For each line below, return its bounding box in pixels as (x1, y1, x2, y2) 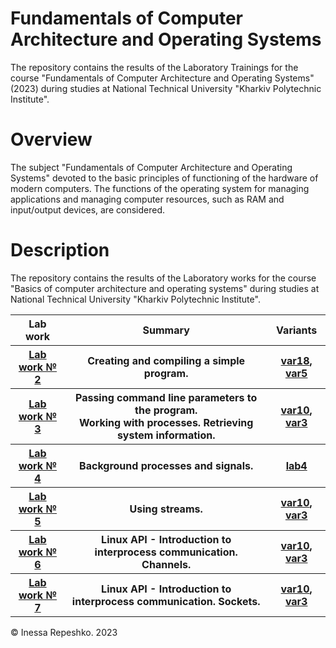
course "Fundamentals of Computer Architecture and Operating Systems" (10, 72, 315, 84)
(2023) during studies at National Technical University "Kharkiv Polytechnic (10, 82, 322, 94)
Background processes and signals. (79, 458, 254, 472)
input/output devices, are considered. (10, 203, 165, 216)
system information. (116, 428, 216, 442)
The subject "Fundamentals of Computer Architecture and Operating (10, 161, 293, 173)
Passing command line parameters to (74, 390, 258, 404)
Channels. (141, 557, 192, 571)
